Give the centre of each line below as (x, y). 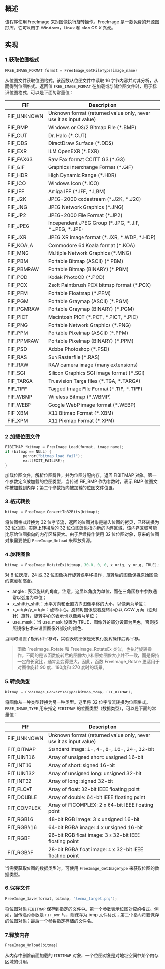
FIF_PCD (17, 277)
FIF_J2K (17, 199)
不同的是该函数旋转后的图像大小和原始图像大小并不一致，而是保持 (93, 655)
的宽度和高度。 (20, 581)
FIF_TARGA (20, 381)
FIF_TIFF (17, 389)
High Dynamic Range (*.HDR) (82, 175)
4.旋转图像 (18, 554)
